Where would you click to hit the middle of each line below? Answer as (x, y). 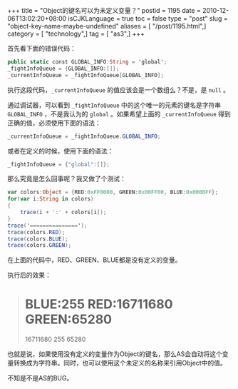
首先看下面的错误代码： (42, 48)
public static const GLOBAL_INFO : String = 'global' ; (87, 62)
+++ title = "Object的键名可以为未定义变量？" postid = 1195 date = (104, 10)
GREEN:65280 (68, 319)
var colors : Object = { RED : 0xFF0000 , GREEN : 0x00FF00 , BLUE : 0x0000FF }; (113, 192)
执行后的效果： (29, 275)
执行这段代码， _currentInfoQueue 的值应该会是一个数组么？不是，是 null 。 (119, 90)
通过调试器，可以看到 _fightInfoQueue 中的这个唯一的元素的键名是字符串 (114, 105)
